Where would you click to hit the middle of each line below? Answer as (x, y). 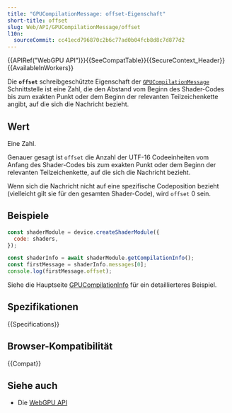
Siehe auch (33, 386)
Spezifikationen (43, 307)
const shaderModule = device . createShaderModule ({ (83, 232)
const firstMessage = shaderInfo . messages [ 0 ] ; (77, 265)
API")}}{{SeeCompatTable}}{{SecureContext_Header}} (145, 60)
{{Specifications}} (34, 324)
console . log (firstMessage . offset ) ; (60, 271)
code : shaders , (36, 239)
